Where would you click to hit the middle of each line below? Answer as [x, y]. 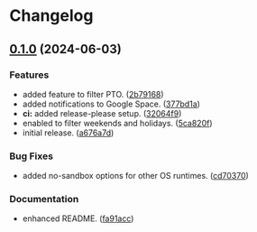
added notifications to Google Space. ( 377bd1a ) [111, 104]
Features [29, 75]
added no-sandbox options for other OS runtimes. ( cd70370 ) [136, 176]
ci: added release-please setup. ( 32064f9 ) [102, 113]
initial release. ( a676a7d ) [68, 133]
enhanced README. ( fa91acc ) [78, 218]
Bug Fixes [32, 156]
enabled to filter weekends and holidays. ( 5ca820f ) [117, 123]
